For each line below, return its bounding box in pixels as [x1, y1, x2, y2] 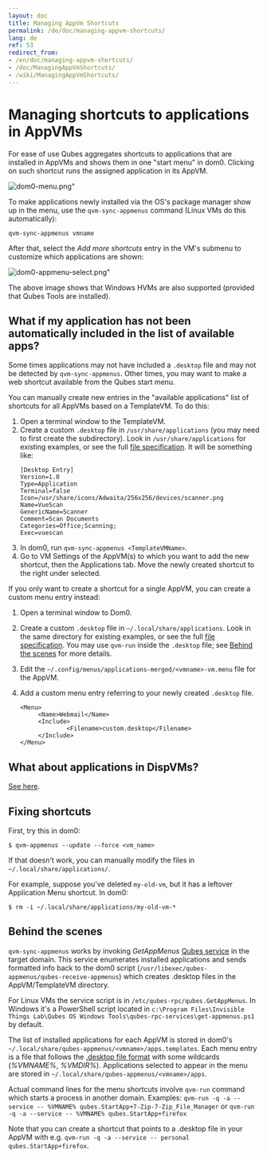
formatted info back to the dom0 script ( [8, 963, 140, 973]
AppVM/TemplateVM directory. [8, 980, 110, 989]
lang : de [8, 34, 37, 42]
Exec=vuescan [19, 529, 64, 537]
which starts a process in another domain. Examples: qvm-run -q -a [8, 1093, 231, 1102]
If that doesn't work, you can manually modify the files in [8, 855, 195, 865]
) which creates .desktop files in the [118, 971, 237, 981]
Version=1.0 [19, 473, 60, 482]
